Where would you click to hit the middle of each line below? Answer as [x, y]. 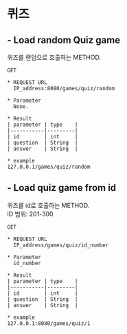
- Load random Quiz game [64, 40]
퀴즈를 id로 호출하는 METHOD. [48, 205]
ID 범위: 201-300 [30, 213]
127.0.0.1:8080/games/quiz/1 [49, 323]
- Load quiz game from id [62, 188]
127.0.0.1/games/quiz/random [49, 167]
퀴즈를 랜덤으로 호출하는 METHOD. [54, 57]
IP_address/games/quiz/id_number [61, 245]
